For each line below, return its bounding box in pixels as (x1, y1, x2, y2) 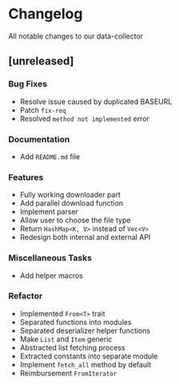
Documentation (8, 134, 70, 145)
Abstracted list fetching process (19, 342, 125, 352)
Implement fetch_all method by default (19, 359, 152, 369)
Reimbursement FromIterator (19, 368, 117, 378)
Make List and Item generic (19, 334, 113, 344)
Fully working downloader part (19, 190, 121, 200)
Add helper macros (19, 270, 84, 280)
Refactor (8, 290, 43, 302)
